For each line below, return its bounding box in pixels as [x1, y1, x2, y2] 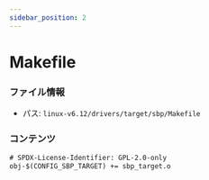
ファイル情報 [9, 85, 66, 98]
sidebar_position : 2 [9, 13, 87, 22]
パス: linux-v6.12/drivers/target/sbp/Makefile [22, 108, 201, 119]
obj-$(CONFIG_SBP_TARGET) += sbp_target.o [9, 162, 171, 171]
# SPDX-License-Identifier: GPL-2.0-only [9, 154, 168, 163]
